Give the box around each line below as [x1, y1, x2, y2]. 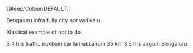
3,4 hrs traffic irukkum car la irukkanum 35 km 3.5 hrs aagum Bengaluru [6, 40, 188, 47]
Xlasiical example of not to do [6, 28, 81, 36]
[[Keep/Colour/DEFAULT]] [6, 5, 71, 12]
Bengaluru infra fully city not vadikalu [6, 17, 101, 23]
